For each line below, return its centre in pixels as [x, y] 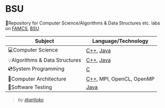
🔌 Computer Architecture [37, 78]
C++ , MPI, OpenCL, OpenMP [120, 78]
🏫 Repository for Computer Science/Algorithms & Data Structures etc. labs [83, 23]
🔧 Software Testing [30, 87]
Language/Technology [120, 41]
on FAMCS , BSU [22, 28]
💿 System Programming [36, 68]
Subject [45, 41]
